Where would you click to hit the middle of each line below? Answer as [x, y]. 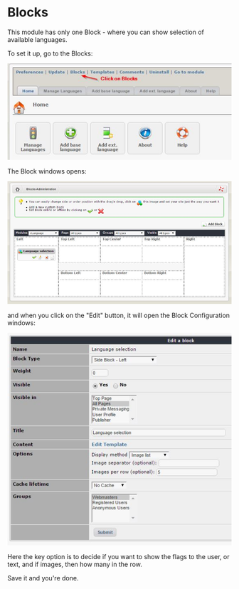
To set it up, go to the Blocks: [50, 53]
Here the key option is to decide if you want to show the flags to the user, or [118, 556]
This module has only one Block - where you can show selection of [106, 32]
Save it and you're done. [43, 578]
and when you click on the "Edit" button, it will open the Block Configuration [118, 315]
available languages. [37, 39]
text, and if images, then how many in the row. [75, 564]
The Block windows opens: [47, 171]
